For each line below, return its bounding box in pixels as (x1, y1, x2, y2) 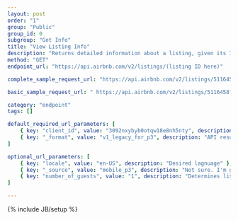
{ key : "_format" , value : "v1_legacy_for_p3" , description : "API (20, 134, 217, 141)
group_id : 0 (7, 30, 42, 37)
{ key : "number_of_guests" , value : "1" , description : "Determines (20, 173, 220, 180)
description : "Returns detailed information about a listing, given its (7, 50, 227, 57)
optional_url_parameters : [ (7, 153, 91, 160)
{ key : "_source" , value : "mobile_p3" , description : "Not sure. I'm (20, 166, 227, 173)
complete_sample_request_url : (7, 76, 97, 83)
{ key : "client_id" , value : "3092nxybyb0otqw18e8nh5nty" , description (20, 127, 233, 134)
